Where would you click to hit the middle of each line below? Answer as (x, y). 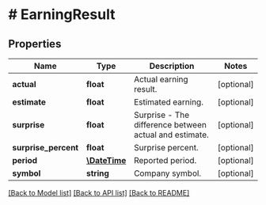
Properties (35, 44)
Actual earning (161, 79)
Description (172, 66)
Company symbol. (167, 173)
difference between (170, 125)
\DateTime (106, 160)
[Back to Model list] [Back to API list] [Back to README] (99, 193)
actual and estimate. (171, 135)
